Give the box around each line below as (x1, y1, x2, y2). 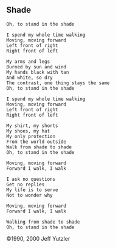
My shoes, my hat (6, 128, 50, 134)
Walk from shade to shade (6, 144, 72, 150)
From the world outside (6, 139, 67, 145)
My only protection (6, 133, 56, 139)
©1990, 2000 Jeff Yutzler (6, 235, 70, 242)
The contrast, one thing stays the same (6, 79, 111, 86)
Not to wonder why (6, 192, 53, 198)
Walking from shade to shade (6, 219, 80, 225)
